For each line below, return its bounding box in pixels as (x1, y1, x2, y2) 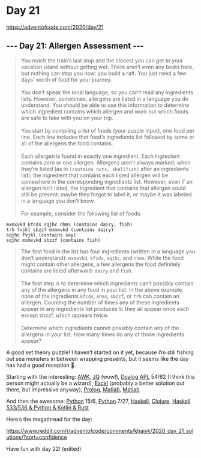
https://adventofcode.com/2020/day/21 (6, 23, 104, 31)
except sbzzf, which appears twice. (20, 312, 109, 319)
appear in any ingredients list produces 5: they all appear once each (20, 305, 190, 312)
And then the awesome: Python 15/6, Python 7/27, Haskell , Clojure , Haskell (6, 397, 191, 405)
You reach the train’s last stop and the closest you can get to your (20, 56, 183, 64)
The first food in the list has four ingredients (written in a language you (20, 247, 196, 255)
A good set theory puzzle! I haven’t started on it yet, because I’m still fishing (6, 349, 194, 356)
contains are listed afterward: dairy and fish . (20, 267, 133, 274)
